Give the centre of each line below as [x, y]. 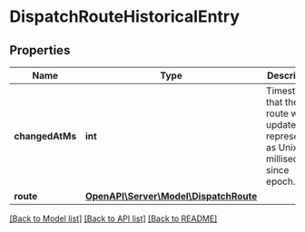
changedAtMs [45, 136]
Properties [40, 50]
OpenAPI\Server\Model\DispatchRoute [171, 196]
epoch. [281, 181]
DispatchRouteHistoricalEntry [125, 17]
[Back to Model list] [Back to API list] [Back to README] [113, 218]
